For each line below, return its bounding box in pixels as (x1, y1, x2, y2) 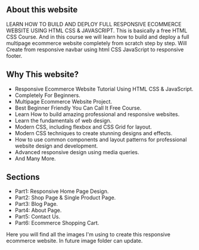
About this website (6, 5, 78, 15)
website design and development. (14, 142, 98, 149)
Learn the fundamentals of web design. (14, 117, 112, 124)
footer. (6, 52, 23, 59)
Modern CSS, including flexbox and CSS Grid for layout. (14, 123, 152, 130)
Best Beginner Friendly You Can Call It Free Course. (14, 104, 142, 111)
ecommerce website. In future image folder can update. (6, 237, 143, 245)
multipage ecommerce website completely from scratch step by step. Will (6, 39, 187, 46)
